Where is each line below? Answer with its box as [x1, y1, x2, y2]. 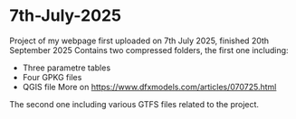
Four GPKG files [22, 71, 82, 82]
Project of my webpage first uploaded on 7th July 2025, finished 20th [9, 35, 270, 46]
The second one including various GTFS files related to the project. [9, 98, 260, 109]
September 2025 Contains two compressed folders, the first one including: [9, 44, 289, 55]
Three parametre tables [22, 62, 111, 73]
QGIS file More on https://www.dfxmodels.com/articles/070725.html [22, 81, 277, 92]
